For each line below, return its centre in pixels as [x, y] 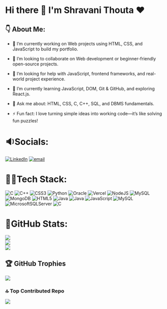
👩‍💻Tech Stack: [36, 179]
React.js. [21, 94]
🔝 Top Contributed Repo [35, 291]
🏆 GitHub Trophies [36, 264]
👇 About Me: [25, 29]
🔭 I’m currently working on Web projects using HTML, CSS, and [78, 44]
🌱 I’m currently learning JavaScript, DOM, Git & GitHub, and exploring [83, 89]
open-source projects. [35, 64]
